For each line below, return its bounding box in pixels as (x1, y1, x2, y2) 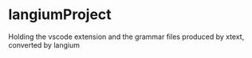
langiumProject (8, 6, 112, 24)
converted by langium (8, 40, 80, 49)
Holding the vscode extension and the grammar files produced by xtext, (8, 32, 245, 41)
